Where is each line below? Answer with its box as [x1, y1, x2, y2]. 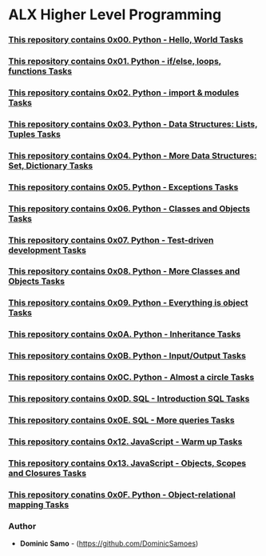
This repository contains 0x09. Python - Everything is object [8, 298, 249, 309]
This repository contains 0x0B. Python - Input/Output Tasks [8, 350, 246, 362]
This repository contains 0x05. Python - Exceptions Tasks [8, 182, 239, 193]
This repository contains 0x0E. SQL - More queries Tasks [8, 414, 235, 426]
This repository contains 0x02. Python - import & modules [8, 86, 240, 98]
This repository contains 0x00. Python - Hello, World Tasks [8, 34, 244, 46]
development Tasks [8, 244, 86, 255]
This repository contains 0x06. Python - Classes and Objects [8, 202, 250, 214]
